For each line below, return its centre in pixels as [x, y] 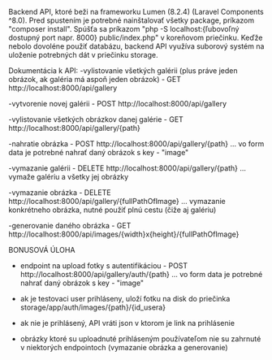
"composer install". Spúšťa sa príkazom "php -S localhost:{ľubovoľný [124, 29]
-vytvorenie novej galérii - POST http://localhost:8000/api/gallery [118, 104]
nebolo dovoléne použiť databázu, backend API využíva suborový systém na [136, 46]
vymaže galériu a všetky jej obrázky [69, 177]
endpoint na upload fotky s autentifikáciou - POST [104, 266]
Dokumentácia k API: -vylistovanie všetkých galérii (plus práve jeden [123, 71]
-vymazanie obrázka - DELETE [60, 193]
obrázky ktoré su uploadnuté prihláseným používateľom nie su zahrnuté [140, 339]
